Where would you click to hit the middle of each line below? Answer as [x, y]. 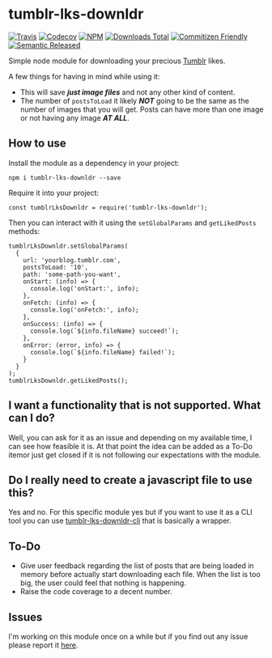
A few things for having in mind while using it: [84, 76]
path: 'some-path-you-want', [72, 274]
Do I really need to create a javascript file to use [130, 480]
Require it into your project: [54, 193]
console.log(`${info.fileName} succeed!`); [104, 331]
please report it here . [43, 645]
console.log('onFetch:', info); [84, 310]
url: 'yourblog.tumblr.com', [72, 260]
